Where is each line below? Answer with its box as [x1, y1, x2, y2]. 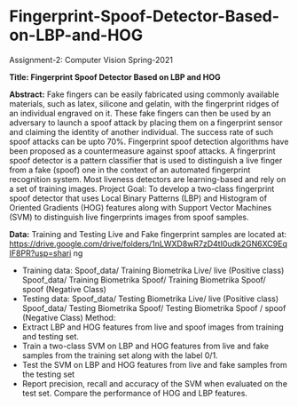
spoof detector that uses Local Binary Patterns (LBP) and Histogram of [9, 193, 268, 203]
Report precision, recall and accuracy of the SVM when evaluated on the [21, 378, 288, 388]
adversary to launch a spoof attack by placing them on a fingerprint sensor [9, 117, 283, 128]
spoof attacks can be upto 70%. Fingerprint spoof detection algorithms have [9, 136, 289, 147]
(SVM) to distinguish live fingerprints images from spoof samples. [9, 211, 249, 222]
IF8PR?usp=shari [9, 247, 72, 259]
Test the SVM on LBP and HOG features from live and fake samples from [21, 359, 288, 370]
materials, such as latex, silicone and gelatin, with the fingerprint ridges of [9, 98, 279, 108]
